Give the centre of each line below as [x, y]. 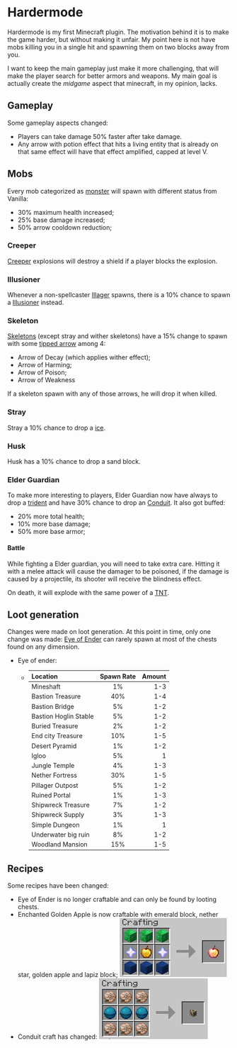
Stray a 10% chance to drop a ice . [57, 428]
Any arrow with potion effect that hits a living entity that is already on [118, 144]
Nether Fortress [54, 775]
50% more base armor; [51, 532]
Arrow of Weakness [46, 380]
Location [45, 676]
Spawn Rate [118, 676]
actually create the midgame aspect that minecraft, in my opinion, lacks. [112, 83]
